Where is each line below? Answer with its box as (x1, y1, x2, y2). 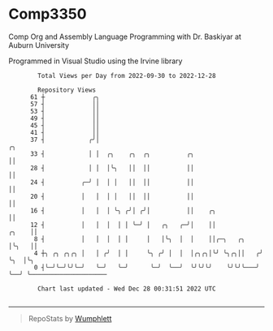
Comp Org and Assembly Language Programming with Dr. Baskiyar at (8, 32, 242, 41)
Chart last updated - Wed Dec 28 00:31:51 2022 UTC (37, 285, 217, 293)
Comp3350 (8, 5, 87, 24)
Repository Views (37, 86, 96, 94)
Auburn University (8, 40, 70, 49)
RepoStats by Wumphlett (28, 313, 112, 323)
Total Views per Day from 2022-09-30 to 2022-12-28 (37, 71, 217, 80)
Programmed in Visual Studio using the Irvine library (8, 56, 183, 66)
